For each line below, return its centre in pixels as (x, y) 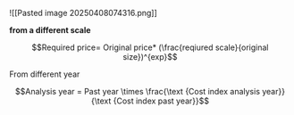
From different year (45, 74)
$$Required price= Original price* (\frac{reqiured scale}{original (150, 47)
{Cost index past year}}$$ (161, 101)
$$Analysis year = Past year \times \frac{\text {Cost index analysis (138, 91)
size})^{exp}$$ (150, 57)
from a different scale (50, 30)
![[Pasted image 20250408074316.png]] (84, 13)
